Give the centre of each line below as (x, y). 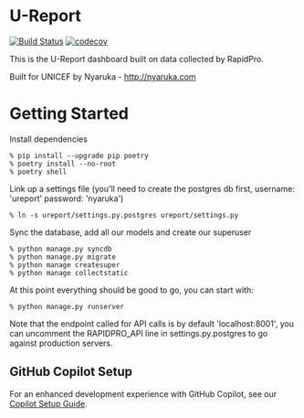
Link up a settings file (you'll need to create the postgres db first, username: (152, 188)
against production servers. (61, 343)
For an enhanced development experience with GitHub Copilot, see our (143, 393)
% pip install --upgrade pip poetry (79, 155)
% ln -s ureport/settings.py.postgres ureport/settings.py (124, 215)
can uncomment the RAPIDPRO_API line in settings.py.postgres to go (139, 333)
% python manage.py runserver (67, 306)
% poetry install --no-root (63, 164)
